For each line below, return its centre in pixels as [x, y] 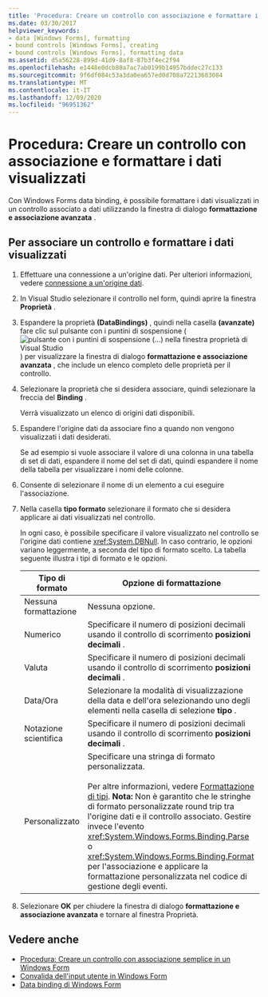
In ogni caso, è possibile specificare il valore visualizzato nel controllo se [139, 532]
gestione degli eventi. [128, 886]
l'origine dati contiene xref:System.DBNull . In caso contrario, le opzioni [136, 541]
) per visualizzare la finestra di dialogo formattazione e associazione [134, 356]
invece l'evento [116, 826]
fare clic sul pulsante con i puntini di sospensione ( [103, 331]
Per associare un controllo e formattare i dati [121, 243]
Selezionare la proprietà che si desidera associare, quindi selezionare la [138, 389]
